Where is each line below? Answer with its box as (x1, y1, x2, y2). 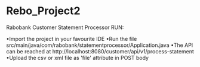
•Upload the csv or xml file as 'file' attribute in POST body (6, 54, 149, 61)
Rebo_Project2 (6, 4, 81, 18)
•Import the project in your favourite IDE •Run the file (6, 35, 137, 42)
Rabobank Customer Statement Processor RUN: (6, 24, 124, 31)
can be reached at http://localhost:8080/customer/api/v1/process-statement (6, 47, 194, 55)
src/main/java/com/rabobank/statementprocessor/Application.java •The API (6, 42, 193, 49)
